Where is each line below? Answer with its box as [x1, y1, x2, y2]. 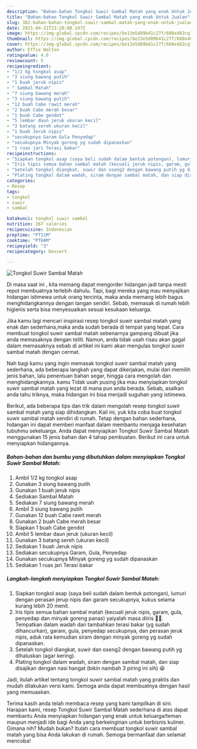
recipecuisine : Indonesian [6, 227, 72, 232]
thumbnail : [6, 36, 33, 42]
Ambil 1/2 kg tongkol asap [15, 474, 78, 481]
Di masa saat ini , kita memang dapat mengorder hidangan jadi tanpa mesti [6, 281, 186, 288]
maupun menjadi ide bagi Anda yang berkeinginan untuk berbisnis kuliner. [6, 718, 185, 726]
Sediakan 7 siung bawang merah [15, 500, 94, 507]
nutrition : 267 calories [6, 221, 67, 227]
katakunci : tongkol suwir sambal [6, 215, 88, 222]
